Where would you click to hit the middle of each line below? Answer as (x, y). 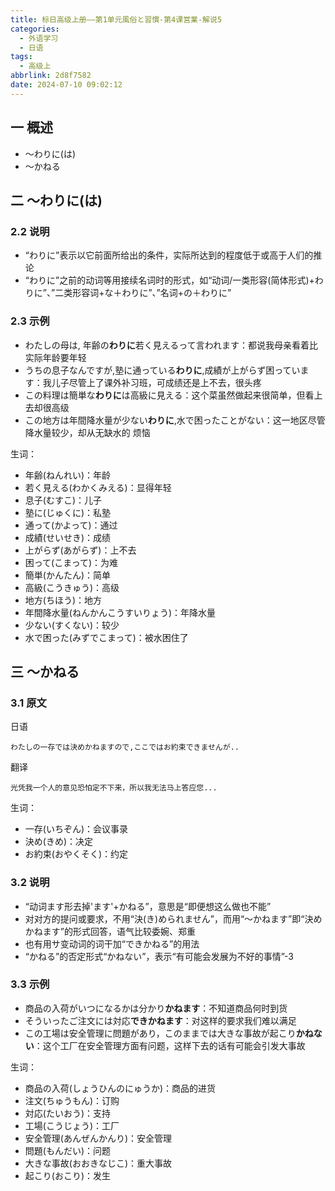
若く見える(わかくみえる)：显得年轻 (98, 487)
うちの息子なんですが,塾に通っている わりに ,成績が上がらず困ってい (162, 370)
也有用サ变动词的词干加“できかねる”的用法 (112, 943)
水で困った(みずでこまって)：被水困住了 (106, 637)
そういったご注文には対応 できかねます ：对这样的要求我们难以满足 (160, 1020)
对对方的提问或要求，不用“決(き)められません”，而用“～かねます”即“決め (173, 918)
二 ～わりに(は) (56, 200)
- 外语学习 (39, 38)
